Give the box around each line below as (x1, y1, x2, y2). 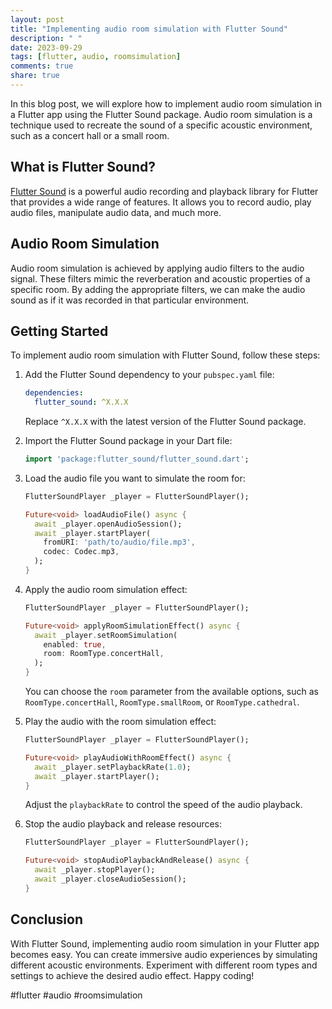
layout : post (10, 14, 65, 25)
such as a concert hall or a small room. (10, 129, 170, 141)
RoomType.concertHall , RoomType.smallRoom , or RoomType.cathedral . (24, 696, 300, 708)
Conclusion (10, 911, 84, 928)
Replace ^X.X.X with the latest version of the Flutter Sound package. (24, 416, 307, 428)
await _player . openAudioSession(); (34, 519, 183, 529)
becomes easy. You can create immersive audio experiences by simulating (10, 948, 318, 960)
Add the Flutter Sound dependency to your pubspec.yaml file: (24, 369, 275, 381)
